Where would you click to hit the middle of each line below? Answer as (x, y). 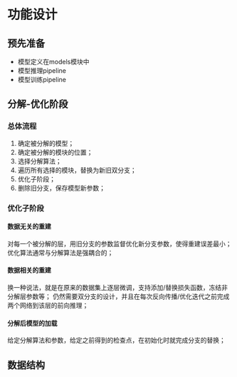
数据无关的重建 (29, 226)
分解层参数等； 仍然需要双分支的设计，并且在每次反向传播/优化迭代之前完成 (118, 296)
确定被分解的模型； (46, 143)
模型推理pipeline (42, 71)
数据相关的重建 (29, 270)
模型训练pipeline (42, 80)
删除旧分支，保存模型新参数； (61, 188)
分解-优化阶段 (38, 104)
